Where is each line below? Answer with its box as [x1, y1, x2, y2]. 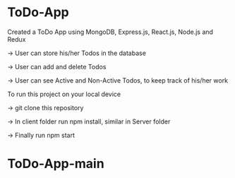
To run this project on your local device [7, 90, 121, 98]
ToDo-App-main [7, 156, 104, 172]
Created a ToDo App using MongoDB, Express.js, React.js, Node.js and [7, 28, 214, 36]
